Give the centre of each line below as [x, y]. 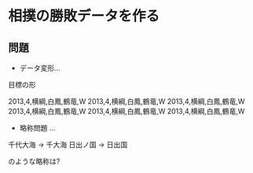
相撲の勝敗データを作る [84, 16]
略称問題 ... [37, 128]
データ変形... [40, 68]
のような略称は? [34, 161]
